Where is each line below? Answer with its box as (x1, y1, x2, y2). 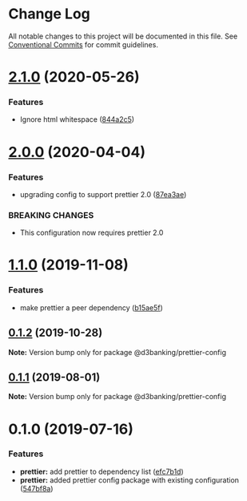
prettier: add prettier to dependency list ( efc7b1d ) (19, 467, 184, 476)
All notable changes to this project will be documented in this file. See (8, 31, 238, 41)
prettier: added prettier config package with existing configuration (19, 475, 240, 485)
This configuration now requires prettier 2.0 (19, 228, 164, 237)
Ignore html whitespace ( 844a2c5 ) (19, 115, 134, 124)
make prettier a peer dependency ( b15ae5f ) (19, 302, 164, 313)
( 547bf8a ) (19, 483, 54, 493)
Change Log (8, 5, 90, 23)
